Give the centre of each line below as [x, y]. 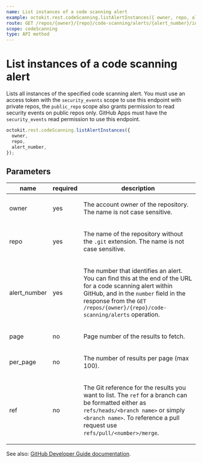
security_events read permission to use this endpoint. [73, 119]
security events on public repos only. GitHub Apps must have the [87, 113]
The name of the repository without [133, 234]
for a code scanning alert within [128, 286]
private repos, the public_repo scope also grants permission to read [90, 107]
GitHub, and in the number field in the [134, 294]
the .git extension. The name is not [134, 242]
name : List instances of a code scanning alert [67, 12]
